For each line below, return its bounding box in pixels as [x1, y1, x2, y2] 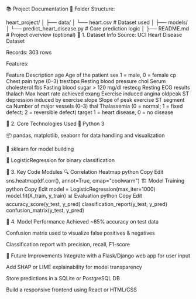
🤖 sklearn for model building [6, 146, 74, 152]
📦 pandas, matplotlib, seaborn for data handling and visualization [6, 132, 165, 139]
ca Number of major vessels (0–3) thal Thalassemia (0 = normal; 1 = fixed [6, 102, 183, 109]
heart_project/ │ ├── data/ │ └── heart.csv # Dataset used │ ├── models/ [6, 19, 188, 26]
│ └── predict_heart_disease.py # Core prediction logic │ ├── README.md [6, 25, 189, 32]
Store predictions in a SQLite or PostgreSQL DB [6, 275, 120, 281]
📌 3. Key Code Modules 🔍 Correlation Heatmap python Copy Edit [6, 169, 164, 175]
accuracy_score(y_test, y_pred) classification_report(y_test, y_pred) [6, 201, 168, 207]
